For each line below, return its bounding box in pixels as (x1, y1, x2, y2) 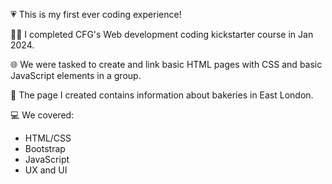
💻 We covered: (10, 109, 75, 121)
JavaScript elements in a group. (10, 70, 142, 81)
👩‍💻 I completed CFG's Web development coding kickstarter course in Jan (10, 29, 314, 40)
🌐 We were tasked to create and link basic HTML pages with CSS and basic (10, 59, 323, 70)
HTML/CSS (24, 132, 72, 144)
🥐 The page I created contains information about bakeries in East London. (10, 89, 314, 101)
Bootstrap (24, 143, 66, 154)
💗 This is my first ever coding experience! (10, 9, 182, 20)
